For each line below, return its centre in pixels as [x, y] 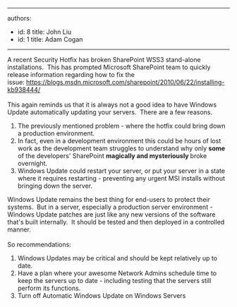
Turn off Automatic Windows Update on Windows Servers [102, 296]
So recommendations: [39, 245]
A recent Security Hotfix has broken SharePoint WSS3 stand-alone [104, 60]
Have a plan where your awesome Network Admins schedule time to [117, 273]
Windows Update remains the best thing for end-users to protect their [109, 199]
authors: [19, 18]
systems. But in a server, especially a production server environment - [110, 207]
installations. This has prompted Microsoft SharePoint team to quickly [109, 67]
